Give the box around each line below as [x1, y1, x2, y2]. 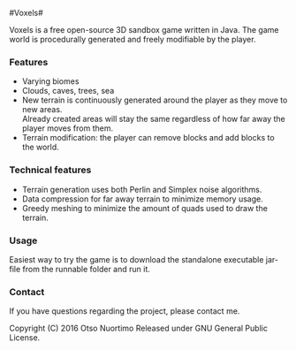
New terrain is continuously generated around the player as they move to [21, 95, 288, 105]
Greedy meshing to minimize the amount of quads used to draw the [21, 202, 268, 213]
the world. [21, 141, 59, 153]
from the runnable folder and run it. [22, 263, 150, 274]
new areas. [21, 104, 63, 115]
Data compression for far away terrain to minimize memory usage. [21, 194, 263, 204]
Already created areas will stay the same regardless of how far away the [21, 114, 285, 125]
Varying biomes [21, 76, 80, 87]
